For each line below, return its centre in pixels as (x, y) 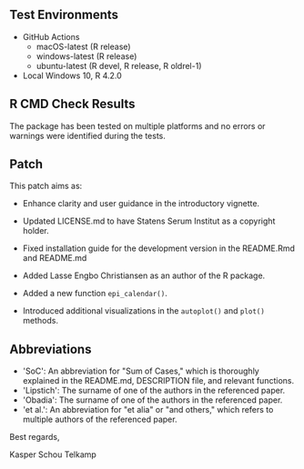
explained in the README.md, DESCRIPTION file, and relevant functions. (158, 381)
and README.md (55, 258)
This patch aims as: (46, 186)
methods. (41, 321)
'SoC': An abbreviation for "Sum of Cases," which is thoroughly (141, 371)
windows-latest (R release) (86, 56)
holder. (36, 231)
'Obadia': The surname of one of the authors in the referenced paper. (152, 400)
